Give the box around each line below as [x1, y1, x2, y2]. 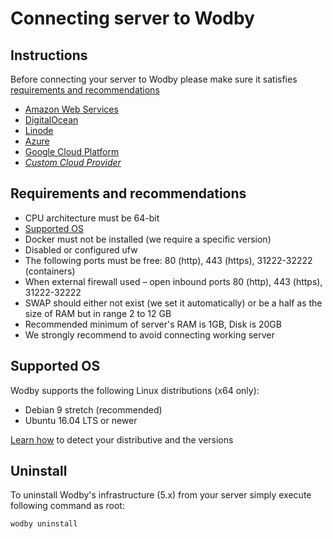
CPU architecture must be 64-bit [24, 212, 160, 224]
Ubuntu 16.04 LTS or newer [24, 414, 138, 426]
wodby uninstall [10, 519, 78, 529]
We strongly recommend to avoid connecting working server [24, 328, 275, 341]
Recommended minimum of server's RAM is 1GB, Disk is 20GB [24, 318, 282, 330]
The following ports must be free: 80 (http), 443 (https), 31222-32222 [24, 254, 313, 266]
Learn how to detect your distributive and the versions [10, 433, 234, 446]
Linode [24, 125, 54, 136]
